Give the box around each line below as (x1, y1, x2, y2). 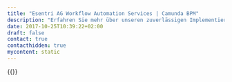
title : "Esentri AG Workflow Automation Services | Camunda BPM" (7, 10, 199, 17)
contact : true (7, 36, 48, 43)
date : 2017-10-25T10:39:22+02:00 (7, 23, 104, 30)
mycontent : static (7, 49, 60, 56)
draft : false (7, 29, 45, 37)
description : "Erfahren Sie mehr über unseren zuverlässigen (7, 17, 187, 23)
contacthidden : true (7, 42, 67, 49)
